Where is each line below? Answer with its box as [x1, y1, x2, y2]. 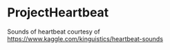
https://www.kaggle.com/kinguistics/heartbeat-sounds [7, 34, 164, 42]
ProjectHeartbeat [7, 5, 109, 21]
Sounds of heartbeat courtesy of [7, 27, 100, 36]
